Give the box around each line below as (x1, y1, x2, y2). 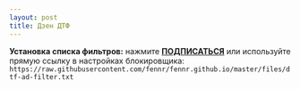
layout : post (9, 12, 58, 22)
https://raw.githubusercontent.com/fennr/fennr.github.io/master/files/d (9, 64, 291, 74)
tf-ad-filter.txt (9, 72, 74, 81)
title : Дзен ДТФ (9, 21, 70, 30)
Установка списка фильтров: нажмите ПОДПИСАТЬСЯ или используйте (9, 45, 291, 56)
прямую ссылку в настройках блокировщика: (9, 55, 185, 66)
